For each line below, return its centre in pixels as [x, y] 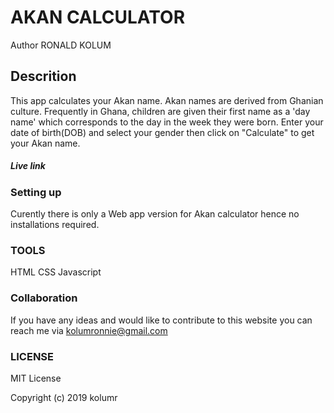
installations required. [55, 225]
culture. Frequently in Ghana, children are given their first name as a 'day [160, 111]
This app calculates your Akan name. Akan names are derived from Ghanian [167, 100]
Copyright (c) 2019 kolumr [64, 397]
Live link [28, 166]
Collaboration [44, 298]
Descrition [43, 76]
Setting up [36, 192]
